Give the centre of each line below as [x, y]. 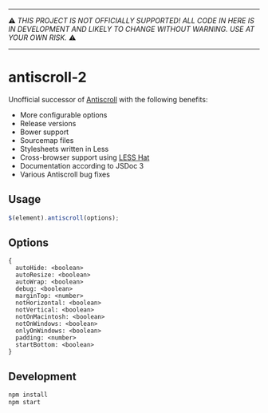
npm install [28, 395]
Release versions [48, 123]
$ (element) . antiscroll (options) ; [64, 218]
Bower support [44, 132]
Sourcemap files [47, 140]
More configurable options [63, 115]
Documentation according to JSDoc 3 [82, 165]
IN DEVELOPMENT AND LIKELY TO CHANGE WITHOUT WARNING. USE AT [132, 29]
